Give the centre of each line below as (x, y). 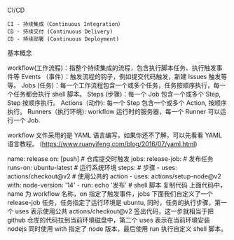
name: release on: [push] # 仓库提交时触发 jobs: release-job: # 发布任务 (110, 159)
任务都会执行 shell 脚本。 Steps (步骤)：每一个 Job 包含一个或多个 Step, (117, 94)
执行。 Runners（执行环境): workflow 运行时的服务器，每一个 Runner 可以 (114, 112)
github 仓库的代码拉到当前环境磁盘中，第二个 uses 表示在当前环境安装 (109, 220)
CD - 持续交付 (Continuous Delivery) (60, 31)
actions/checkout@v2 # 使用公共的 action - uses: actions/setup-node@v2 (115, 176)
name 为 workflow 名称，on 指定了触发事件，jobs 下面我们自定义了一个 (110, 194)
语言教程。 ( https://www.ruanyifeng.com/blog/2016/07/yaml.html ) (102, 144)
